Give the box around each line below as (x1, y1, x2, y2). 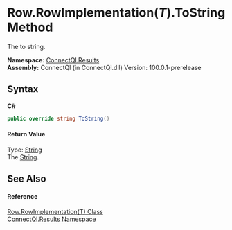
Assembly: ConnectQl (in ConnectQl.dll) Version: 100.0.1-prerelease (7, 63, 202, 71)
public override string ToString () (7, 115, 110, 122)
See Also (7, 173, 46, 185)
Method (7, 19, 53, 35)
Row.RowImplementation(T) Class (7, 208, 104, 216)
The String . (7, 152, 39, 161)
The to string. (7, 42, 46, 51)
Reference (7, 192, 38, 200)
